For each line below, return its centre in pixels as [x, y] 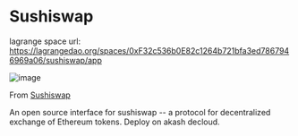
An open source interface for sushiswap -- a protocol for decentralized [140, 112]
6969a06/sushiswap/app [56, 60]
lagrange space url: [45, 41]
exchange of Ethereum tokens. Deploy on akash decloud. [115, 122]
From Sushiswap [40, 95]
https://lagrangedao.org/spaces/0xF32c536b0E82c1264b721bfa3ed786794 [149, 50]
